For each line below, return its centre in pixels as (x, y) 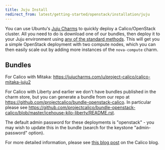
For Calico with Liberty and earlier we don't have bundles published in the (81, 92)
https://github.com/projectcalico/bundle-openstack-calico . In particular (78, 102)
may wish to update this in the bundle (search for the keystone (69, 128)
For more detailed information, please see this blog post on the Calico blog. (82, 143)
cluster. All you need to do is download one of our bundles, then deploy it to (83, 34)
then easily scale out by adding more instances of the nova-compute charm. (82, 50)
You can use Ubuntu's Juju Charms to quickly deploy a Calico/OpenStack (80, 28)
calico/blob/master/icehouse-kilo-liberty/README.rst (60, 113)
